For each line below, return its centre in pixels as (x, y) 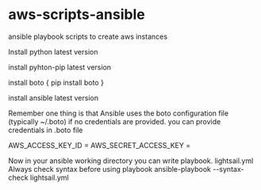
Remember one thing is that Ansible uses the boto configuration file (118, 113)
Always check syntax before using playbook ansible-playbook (110, 169)
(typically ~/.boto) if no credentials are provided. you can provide (115, 121)
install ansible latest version (54, 97)
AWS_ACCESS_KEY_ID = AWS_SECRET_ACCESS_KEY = (100, 145)
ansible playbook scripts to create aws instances (88, 36)
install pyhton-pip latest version (60, 67)
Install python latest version (53, 51)
